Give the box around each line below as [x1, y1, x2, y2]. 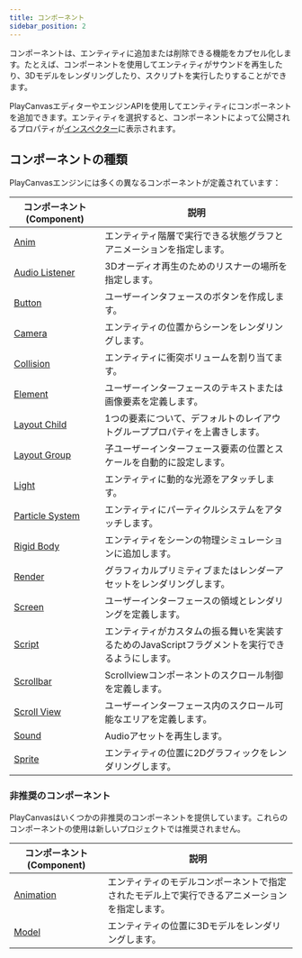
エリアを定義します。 [122, 713, 213, 725]
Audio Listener [13, 267, 75, 279]
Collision [13, 358, 51, 370]
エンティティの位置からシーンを [104, 321, 239, 333]
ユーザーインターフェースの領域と [104, 595, 248, 607]
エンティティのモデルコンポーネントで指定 [107, 875, 287, 888]
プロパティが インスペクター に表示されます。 [16, 123, 181, 133]
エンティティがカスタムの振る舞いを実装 [104, 625, 275, 638]
